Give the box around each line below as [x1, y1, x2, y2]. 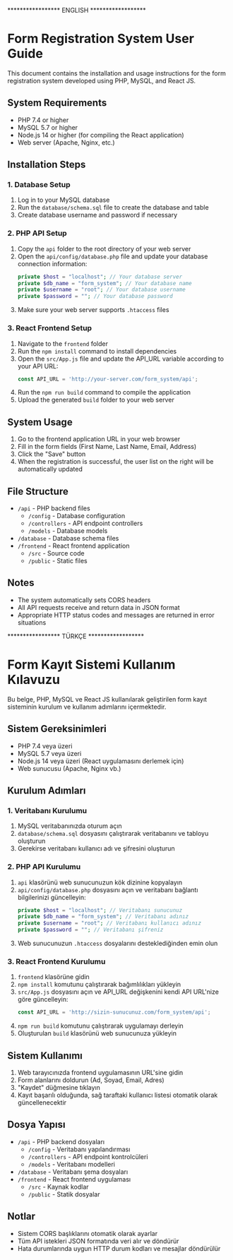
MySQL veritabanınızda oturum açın [17, 822, 122, 830]
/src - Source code [28, 549, 85, 558]
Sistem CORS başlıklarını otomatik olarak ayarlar [17, 1229, 157, 1237]
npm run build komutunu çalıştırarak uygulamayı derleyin [17, 1021, 184, 1030]
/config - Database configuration [28, 512, 126, 520]
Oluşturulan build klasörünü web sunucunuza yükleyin [17, 1029, 177, 1038]
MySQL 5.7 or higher [17, 123, 78, 131]
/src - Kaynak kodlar [28, 1182, 90, 1191]
